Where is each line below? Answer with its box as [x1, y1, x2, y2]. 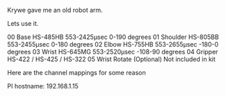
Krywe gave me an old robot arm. [7, 6, 103, 14]
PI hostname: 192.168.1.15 [7, 82, 79, 90]
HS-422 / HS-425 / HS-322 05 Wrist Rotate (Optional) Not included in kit [7, 55, 216, 63]
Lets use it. [7, 19, 39, 27]
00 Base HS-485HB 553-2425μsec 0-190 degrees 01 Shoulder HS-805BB [7, 33, 219, 41]
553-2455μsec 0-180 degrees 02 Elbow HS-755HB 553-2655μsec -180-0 [7, 40, 219, 48]
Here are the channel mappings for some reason [7, 69, 146, 77]
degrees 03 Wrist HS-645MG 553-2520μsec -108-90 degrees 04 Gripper [7, 48, 218, 56]
